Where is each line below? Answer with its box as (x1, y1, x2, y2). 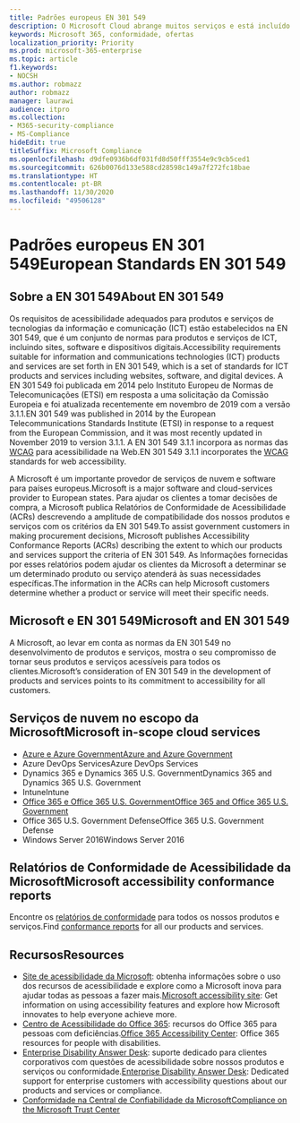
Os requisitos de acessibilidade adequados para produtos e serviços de (9, 313, 275, 323)
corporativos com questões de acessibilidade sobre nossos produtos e (21, 1057, 285, 1067)
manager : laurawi (9, 96, 74, 106)
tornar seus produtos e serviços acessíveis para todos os (9, 656, 221, 667)
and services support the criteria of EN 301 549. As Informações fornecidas (9, 549, 288, 560)
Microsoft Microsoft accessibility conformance (9, 874, 275, 889)
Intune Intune (21, 786, 70, 797)
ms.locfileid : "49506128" (9, 196, 106, 206)
